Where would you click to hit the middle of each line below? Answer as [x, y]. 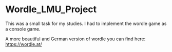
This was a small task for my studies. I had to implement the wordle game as [86, 23]
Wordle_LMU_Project [51, 9]
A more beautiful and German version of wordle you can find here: [75, 39]
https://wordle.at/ [24, 44]
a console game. [23, 29]
